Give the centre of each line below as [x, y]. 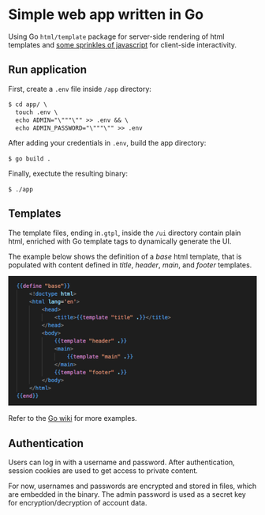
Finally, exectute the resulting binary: [68, 173]
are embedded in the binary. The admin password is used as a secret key [127, 494]
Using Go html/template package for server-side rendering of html [116, 36]
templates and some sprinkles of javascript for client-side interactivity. [123, 44]
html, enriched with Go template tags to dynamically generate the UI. [120, 241]
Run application [48, 70]
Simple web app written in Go [106, 15]
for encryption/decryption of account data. [78, 502]
